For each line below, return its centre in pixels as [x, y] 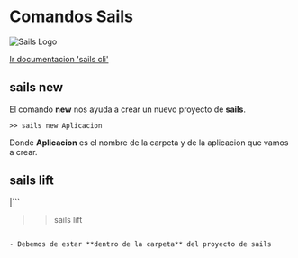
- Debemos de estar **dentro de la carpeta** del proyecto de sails [140, 244]
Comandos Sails [71, 17]
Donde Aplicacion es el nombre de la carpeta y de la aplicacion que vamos [149, 143]
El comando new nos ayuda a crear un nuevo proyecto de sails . [127, 109]
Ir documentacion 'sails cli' [59, 59]
